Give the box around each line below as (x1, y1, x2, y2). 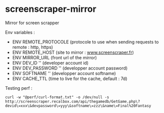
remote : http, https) (12, 44, 53, 50)
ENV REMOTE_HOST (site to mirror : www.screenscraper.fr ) (12, 49, 134, 55)
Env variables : (5, 29, 36, 35)
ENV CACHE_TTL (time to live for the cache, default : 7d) (12, 75, 127, 81)
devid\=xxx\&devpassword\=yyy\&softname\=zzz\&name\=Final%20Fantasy (5, 103, 152, 108)
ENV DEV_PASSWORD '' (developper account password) (12, 65, 128, 71)
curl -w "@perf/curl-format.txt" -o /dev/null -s (5, 95, 110, 100)
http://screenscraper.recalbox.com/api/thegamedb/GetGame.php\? (5, 99, 140, 104)
